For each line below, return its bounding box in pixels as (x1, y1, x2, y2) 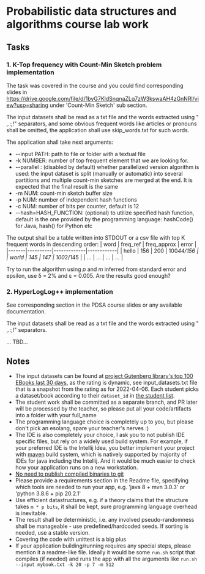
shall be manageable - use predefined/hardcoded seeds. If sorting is (15, 522, 188, 530)
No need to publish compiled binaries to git (15, 470, 124, 478)
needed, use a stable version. (15, 529, 90, 536)
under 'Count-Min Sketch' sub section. (50, 101, 147, 109)
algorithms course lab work (6, 17, 149, 31)
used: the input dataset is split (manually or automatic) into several (15, 170, 184, 177)
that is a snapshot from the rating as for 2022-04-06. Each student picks (15, 385, 199, 393)
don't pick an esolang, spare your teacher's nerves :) (15, 424, 149, 431)
